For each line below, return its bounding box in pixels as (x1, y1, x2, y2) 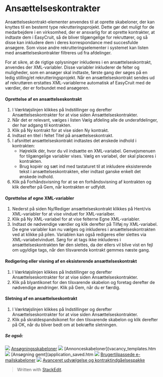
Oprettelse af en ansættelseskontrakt (5, 96, 82, 102)
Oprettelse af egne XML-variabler (5, 195, 74, 201)
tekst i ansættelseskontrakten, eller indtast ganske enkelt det (19, 169, 141, 174)
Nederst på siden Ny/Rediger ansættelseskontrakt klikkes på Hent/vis (12, 206, 151, 212)
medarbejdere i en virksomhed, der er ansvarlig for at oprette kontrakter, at (5, 29, 155, 35)
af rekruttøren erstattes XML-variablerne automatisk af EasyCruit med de (5, 79, 151, 85)
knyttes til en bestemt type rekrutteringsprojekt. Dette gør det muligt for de (5, 24, 154, 30)
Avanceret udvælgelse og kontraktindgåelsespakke (42, 357, 145, 363)
